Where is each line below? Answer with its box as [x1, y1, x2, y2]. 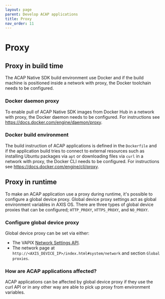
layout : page [5, 7, 32, 12]
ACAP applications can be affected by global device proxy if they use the [5, 279, 154, 285]
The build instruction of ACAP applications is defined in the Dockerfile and [5, 142, 157, 148]
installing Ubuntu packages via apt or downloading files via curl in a [5, 153, 144, 159]
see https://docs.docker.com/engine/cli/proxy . [5, 164, 99, 169]
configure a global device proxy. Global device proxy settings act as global [5, 196, 157, 202]
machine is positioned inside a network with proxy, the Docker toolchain [5, 80, 151, 86]
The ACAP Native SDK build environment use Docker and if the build [5, 75, 144, 81]
